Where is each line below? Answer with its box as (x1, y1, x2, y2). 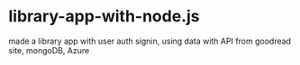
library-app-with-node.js (8, 6, 200, 27)
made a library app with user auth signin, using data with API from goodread (8, 36, 292, 46)
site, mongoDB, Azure (8, 45, 90, 55)
